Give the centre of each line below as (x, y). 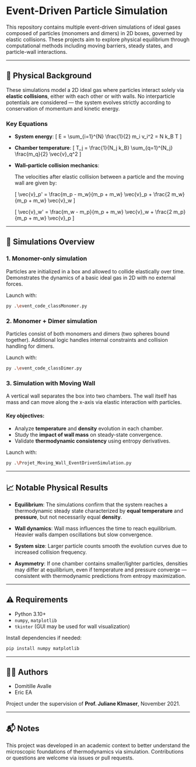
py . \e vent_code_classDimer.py (44, 368)
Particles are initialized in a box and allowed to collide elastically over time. (95, 271)
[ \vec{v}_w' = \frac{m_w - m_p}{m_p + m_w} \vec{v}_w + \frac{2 (93, 212)
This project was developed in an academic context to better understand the (98, 745)
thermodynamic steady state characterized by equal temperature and (99, 511)
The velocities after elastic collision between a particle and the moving (99, 177)
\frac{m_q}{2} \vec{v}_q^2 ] (48, 154)
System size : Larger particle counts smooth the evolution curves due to (101, 546)
